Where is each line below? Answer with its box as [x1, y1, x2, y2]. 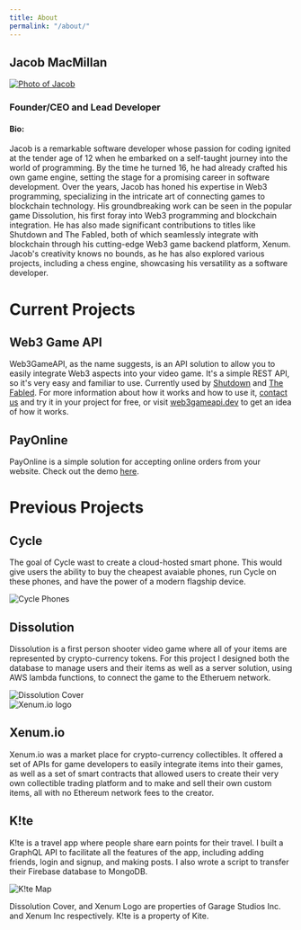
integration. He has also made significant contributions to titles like [9, 219, 256, 230]
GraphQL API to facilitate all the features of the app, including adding [9, 846, 264, 857]
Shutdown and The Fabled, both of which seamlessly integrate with [9, 229, 259, 240]
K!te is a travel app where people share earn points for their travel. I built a [9, 837, 284, 848]
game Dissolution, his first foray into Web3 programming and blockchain [9, 210, 277, 221]
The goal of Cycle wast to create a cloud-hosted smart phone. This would [9, 557, 283, 568]
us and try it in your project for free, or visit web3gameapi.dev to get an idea [9, 397, 292, 407]
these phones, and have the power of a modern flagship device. [9, 577, 246, 587]
